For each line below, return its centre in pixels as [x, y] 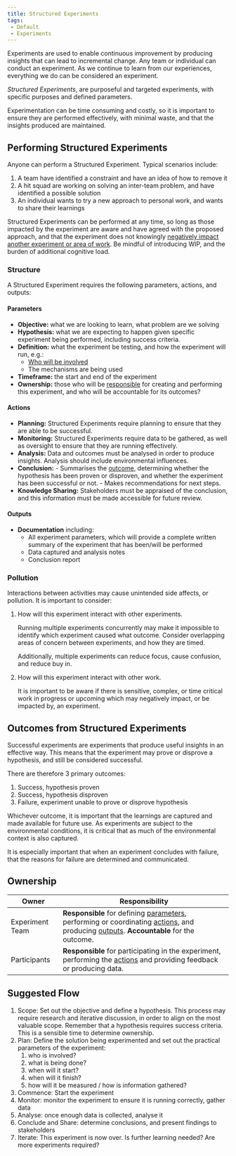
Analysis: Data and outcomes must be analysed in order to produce [116, 453]
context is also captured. [43, 838]
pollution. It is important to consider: [60, 601]
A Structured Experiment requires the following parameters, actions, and [112, 285]
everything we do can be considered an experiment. [83, 76]
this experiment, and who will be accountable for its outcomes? [109, 392]
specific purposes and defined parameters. [70, 97]
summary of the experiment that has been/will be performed [115, 544]
